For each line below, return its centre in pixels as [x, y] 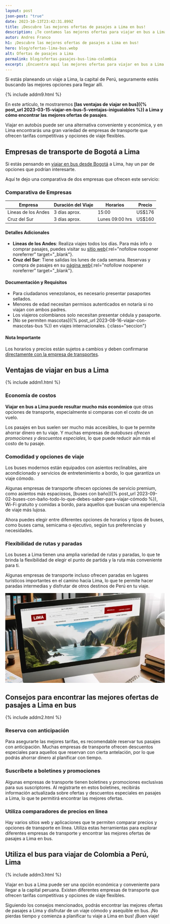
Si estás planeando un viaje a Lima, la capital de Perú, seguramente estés [82, 79]
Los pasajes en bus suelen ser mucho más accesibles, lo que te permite [80, 427]
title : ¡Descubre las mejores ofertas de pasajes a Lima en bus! [75, 27]
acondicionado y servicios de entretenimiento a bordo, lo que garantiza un [83, 473]
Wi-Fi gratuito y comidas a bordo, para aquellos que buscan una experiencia [85, 504]
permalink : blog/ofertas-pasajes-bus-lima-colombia [61, 59]
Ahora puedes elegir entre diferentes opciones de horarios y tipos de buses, [85, 520]
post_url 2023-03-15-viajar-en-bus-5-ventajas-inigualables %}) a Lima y [84, 110]
